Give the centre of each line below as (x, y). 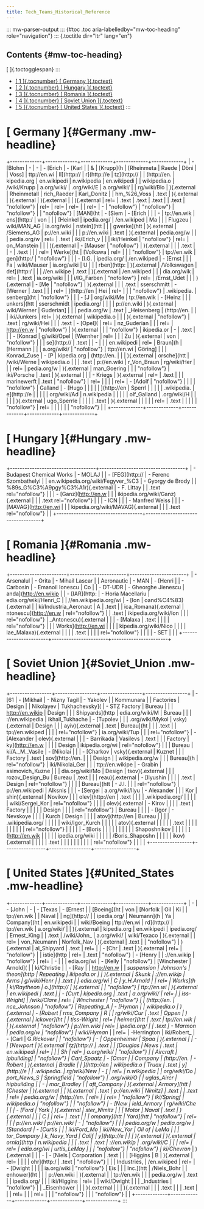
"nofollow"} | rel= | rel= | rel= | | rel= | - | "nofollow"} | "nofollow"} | (90, 207)
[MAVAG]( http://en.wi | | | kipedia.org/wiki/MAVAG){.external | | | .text (93, 507)
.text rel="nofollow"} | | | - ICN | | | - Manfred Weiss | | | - (113, 500)
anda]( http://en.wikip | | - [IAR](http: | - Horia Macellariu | (78, 594)
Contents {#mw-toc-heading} (65, 55)
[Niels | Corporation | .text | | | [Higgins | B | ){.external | (123, 1155)
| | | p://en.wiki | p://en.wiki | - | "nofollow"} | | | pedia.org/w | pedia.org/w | (100, 1123)
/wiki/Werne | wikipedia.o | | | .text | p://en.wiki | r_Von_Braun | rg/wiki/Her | (101, 362)
